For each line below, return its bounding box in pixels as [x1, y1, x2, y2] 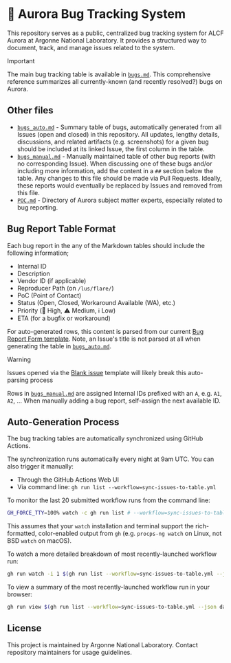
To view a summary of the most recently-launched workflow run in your [7, 583, 210, 592]
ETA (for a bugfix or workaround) [16, 314, 111, 322]
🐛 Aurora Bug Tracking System [7, 6, 186, 22]
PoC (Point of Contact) [16, 291, 82, 300]
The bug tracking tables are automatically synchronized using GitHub [7, 434, 203, 442]
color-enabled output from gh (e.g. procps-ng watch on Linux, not [38, 529, 222, 538]
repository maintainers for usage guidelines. [7, 648, 133, 656]
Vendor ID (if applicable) [16, 276, 87, 284]
